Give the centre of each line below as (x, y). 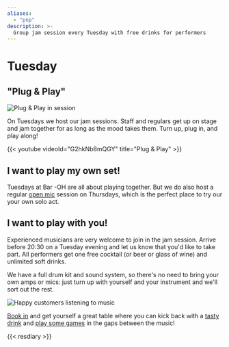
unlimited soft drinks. (37, 261)
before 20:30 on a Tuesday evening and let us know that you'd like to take (111, 246)
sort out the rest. (31, 289)
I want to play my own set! (64, 171)
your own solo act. (33, 202)
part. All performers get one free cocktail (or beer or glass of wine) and (107, 254)
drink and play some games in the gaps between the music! (91, 323)
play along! (23, 136)
